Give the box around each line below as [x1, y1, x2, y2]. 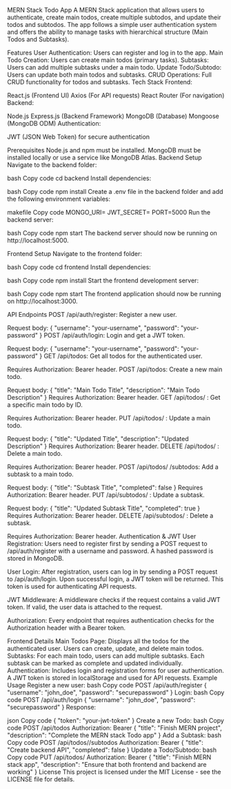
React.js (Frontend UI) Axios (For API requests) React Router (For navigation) [7, 91, 225, 99]
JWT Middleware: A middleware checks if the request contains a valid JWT [7, 596, 221, 603]
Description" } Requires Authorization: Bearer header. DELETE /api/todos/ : [7, 442, 219, 450]
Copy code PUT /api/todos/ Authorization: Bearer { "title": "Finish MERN [7, 753, 212, 761]
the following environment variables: [7, 195, 110, 203]
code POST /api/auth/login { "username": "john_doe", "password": [7, 696, 196, 703]
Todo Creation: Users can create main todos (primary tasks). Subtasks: [7, 56, 209, 64]
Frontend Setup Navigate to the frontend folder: [7, 250, 143, 257]
